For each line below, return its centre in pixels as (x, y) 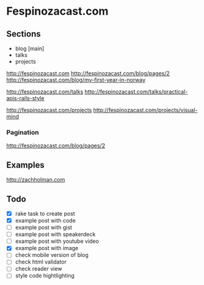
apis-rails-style (25, 98)
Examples (25, 165)
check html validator (41, 262)
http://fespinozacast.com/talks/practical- (136, 92)
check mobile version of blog (52, 255)
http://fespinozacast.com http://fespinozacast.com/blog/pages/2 (88, 73)
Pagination (23, 132)
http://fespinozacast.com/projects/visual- (145, 110)
